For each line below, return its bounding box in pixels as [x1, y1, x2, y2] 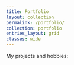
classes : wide [6, 36, 41, 42]
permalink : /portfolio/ [6, 19, 65, 25]
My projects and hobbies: [6, 53, 69, 59]
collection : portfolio [6, 25, 62, 31]
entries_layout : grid [6, 31, 60, 37]
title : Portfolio [6, 8, 49, 15]
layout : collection [6, 14, 54, 20]
